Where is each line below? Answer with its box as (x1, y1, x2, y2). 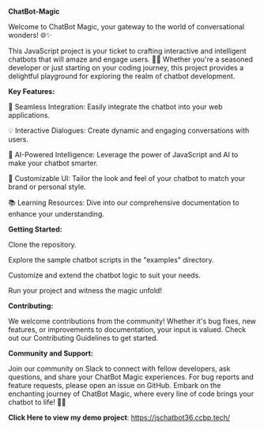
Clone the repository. (8, 240, 77, 249)
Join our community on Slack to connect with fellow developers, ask (8, 364, 231, 373)
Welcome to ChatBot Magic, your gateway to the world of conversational (8, 22, 245, 31)
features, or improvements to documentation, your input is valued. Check (8, 325, 247, 334)
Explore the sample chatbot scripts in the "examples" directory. (8, 255, 215, 264)
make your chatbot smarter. (8, 158, 99, 168)
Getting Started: (8, 224, 62, 234)
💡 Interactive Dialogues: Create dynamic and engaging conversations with (8, 126, 250, 135)
